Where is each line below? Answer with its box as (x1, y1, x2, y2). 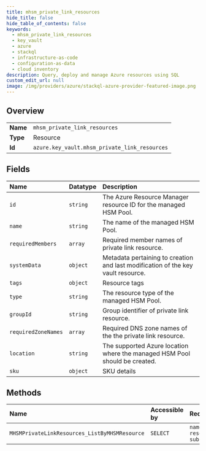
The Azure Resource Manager (102, 193, 189, 201)
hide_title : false (6, 15, 53, 21)
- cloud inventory (12, 66, 59, 72)
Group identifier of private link (102, 306, 189, 315)
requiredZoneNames (9, 328, 63, 335)
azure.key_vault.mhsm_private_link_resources (32, 144, 169, 151)
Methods (6, 388, 42, 398)
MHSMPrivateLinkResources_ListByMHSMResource (9, 430, 145, 437)
